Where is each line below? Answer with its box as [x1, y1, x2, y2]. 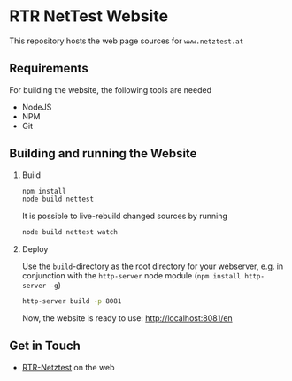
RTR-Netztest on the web [21, 362, 115, 372]
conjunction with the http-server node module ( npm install [21, 271, 242, 281]
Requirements [9, 61, 88, 76]
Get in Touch [9, 339, 81, 354]
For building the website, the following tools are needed [9, 84, 212, 95]
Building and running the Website [9, 146, 197, 161]
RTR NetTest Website [9, 6, 169, 27]
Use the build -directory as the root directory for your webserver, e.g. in [21, 261, 284, 271]
